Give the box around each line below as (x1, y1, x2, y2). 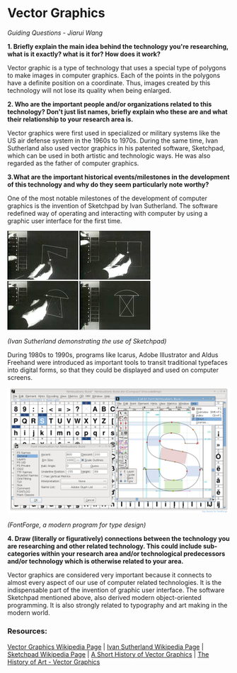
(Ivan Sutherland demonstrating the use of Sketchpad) (7, 336, 167, 345)
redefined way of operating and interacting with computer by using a (7, 209, 208, 217)
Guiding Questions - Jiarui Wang (7, 28, 103, 37)
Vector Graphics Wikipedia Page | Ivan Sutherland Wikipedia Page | (7, 642, 204, 651)
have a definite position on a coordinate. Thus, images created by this (7, 78, 211, 87)
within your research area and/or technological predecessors (41, 549, 226, 558)
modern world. (7, 608, 51, 617)
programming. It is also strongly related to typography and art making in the (7, 601, 228, 610)
